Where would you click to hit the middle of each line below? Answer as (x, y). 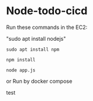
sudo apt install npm (33, 49)
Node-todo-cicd (47, 11)
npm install (21, 60)
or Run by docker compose (39, 81)
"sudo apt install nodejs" (36, 38)
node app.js (21, 70)
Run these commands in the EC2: (47, 27)
